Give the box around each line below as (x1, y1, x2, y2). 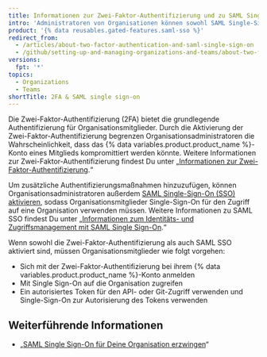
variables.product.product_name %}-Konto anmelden (19, 271, 195, 280)
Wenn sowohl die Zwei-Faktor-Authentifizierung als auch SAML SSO (8, 238, 232, 248)
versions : (8, 56, 41, 64)
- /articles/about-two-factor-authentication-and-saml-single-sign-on (15, 41, 254, 49)
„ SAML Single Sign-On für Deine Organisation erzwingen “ (19, 340, 209, 349)
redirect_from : (8, 33, 59, 42)
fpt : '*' (15, 63, 44, 71)
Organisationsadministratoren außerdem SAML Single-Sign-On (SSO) (8, 189, 236, 198)
